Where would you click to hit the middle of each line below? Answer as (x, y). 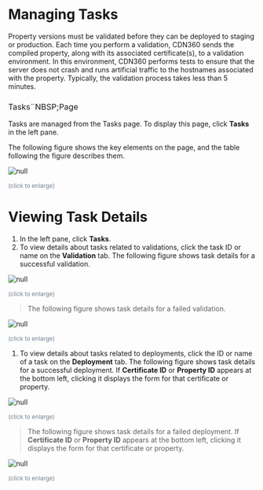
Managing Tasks (63, 15)
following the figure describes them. (67, 156)
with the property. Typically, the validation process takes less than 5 (118, 78)
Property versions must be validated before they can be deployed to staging (131, 36)
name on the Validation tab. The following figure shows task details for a (137, 256)
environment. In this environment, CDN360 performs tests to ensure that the (131, 61)
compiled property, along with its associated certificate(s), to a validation (126, 53)
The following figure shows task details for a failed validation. (126, 309)
